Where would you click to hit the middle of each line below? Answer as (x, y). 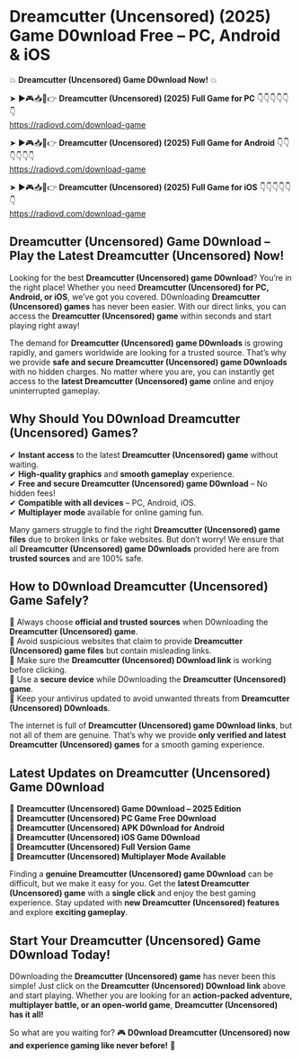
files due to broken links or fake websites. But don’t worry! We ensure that (147, 539)
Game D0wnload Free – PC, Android (145, 36)
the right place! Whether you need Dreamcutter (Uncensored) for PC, (139, 287)
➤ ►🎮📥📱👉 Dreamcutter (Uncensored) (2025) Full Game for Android (142, 142)
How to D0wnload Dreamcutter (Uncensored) (139, 586)
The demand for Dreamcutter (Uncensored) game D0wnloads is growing (146, 343)
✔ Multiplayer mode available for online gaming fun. (106, 512)
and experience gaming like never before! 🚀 (93, 1045)
